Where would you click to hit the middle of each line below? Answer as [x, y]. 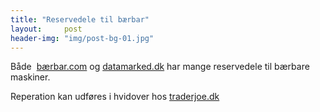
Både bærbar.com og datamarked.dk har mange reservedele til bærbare [160, 67]
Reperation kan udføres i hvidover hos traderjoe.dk [115, 97]
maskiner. [30, 77]
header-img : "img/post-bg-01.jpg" [82, 38]
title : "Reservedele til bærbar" [80, 19]
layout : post [46, 29]
